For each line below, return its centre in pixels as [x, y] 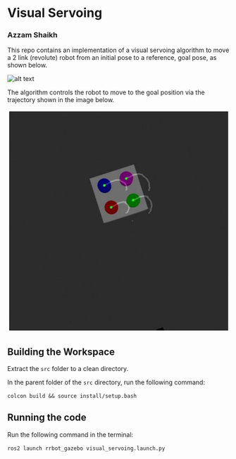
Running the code [47, 418]
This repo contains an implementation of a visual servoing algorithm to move [118, 50]
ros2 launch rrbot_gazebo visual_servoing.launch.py [86, 448]
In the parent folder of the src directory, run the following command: [106, 382]
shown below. [27, 65]
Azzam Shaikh [32, 35]
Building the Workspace [61, 352]
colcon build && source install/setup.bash [72, 396]
